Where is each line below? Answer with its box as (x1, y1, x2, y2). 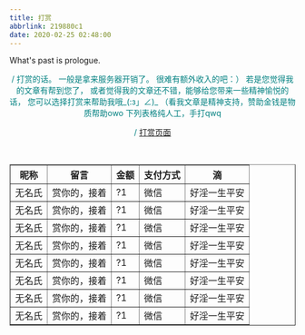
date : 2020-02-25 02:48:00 (9, 30, 112, 39)
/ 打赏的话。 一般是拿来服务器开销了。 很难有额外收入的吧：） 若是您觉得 (11, 74, 286, 84)
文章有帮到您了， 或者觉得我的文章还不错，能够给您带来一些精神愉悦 (24, 85, 281, 96)
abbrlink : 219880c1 (9, 22, 84, 31)
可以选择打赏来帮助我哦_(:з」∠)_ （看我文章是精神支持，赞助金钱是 (35, 96, 288, 107)
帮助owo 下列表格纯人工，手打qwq (91, 108, 222, 119)
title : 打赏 (9, 13, 52, 23)
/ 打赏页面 (133, 127, 172, 138)
